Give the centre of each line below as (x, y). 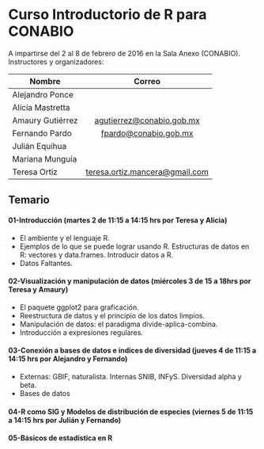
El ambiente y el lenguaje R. (64, 238)
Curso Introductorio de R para (107, 15)
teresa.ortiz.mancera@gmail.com (147, 172)
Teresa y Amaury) (38, 290)
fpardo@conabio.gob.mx (147, 133)
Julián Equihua (40, 146)
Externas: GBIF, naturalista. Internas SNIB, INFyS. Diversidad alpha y (131, 376)
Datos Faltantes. (46, 263)
